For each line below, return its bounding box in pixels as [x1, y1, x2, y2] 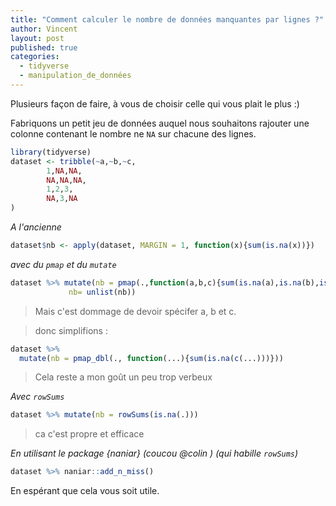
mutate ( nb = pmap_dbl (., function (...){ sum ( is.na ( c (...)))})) [19, 353, 284, 363]
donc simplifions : [34, 324, 108, 336]
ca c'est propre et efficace [34, 428, 145, 440]
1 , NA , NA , [46, 166, 83, 176]
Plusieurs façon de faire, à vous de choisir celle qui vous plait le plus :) [10, 97, 300, 110]
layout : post [10, 33, 65, 43]
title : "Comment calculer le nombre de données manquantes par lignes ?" [10, 14, 325, 25]
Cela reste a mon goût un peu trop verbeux [34, 371, 213, 383]
